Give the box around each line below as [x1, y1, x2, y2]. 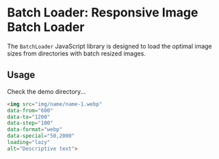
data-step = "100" [7, 120, 53, 127]
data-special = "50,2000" [7, 132, 75, 140]
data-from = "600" [7, 107, 53, 114]
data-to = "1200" [7, 113, 51, 121]
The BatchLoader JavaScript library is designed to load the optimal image [7, 42, 212, 50]
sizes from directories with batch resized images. [7, 49, 146, 58]
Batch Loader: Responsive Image [7, 5, 198, 21]
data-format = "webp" [7, 126, 63, 133]
